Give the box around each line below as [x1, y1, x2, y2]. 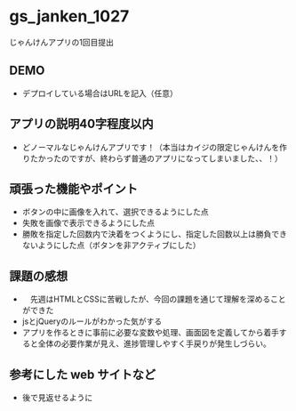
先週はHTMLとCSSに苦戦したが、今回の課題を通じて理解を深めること [29, 294, 286, 304]
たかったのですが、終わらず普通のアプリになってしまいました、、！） [29, 153, 283, 164]
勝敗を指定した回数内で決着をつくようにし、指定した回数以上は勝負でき [21, 229, 287, 239]
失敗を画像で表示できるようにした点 [21, 218, 156, 229]
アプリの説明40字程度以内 [9, 117, 154, 132]
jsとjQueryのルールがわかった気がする [21, 316, 163, 326]
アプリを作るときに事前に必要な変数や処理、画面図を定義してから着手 [21, 327, 280, 338]
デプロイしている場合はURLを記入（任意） [21, 87, 178, 99]
